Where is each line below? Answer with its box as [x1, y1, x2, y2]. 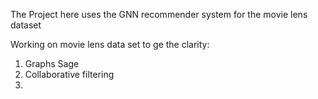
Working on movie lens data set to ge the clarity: [10, 39, 210, 50]
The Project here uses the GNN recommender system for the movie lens [10, 9, 308, 20]
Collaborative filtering [24, 69, 115, 80]
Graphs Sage [24, 58, 80, 69]
